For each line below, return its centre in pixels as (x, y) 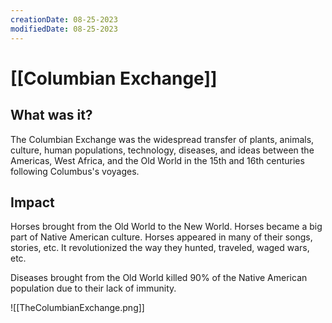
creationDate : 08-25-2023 (64, 19)
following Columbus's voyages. (75, 171)
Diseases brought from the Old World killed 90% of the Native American (159, 278)
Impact (32, 202)
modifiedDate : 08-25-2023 (64, 29)
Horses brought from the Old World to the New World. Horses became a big (166, 227)
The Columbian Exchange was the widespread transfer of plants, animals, (162, 139)
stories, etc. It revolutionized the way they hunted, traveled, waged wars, (160, 248)
